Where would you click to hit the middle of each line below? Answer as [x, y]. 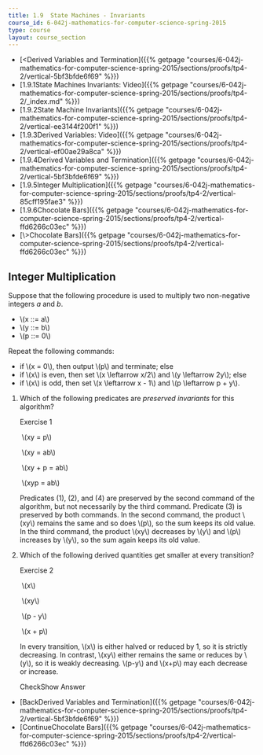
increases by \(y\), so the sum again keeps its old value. [110, 540]
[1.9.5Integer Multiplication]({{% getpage [86, 185]
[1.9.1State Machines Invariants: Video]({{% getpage [104, 85]
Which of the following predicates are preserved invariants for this [127, 399]
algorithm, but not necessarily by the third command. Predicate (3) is [131, 506]
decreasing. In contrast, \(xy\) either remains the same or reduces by [131, 655]
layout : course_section [47, 37]
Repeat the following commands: [61, 352]
